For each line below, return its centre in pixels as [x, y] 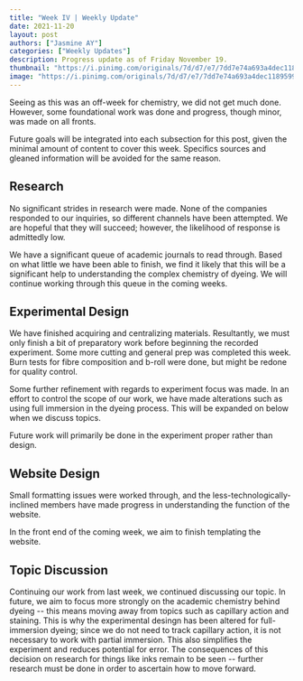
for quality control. [44, 372]
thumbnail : [30, 69]
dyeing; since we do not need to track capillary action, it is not [165, 630]
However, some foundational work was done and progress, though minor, [146, 112]
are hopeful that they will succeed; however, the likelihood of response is [145, 228]
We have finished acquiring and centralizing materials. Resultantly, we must [150, 333]
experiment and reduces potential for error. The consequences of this [139, 649]
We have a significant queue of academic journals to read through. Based [146, 255]
